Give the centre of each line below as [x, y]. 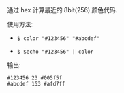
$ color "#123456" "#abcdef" [58, 39]
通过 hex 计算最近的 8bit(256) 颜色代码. [62, 10]
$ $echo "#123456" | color [55, 52]
